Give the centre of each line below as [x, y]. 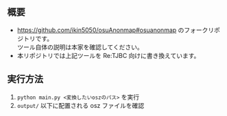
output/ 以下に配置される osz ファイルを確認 [81, 105]
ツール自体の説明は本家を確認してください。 [80, 47]
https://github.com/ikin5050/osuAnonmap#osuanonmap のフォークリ [116, 30]
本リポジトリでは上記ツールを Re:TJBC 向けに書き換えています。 [108, 55]
